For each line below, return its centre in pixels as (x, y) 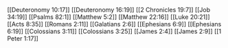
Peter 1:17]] (23, 39)
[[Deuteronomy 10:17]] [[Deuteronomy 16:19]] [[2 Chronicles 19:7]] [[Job (109, 10)
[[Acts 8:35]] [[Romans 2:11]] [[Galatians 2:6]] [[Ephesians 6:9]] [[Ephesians (114, 24)
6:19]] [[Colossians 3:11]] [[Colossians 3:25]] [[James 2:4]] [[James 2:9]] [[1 (114, 31)
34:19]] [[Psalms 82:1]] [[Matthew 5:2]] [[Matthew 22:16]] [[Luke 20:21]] (109, 17)
